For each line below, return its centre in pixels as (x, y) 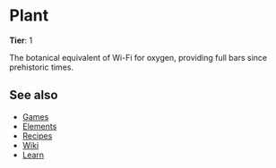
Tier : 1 (21, 40)
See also (34, 95)
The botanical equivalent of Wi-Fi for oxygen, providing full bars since (138, 57)
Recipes (37, 136)
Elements (39, 126)
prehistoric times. (42, 67)
